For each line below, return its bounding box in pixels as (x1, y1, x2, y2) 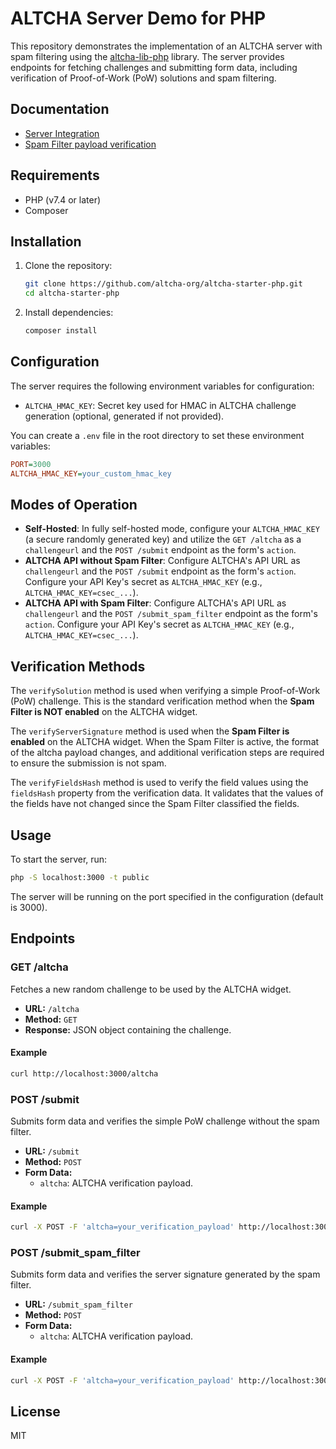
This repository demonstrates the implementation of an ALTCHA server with (10, 40, 323, 52)
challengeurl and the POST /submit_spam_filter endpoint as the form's (24, 608, 318, 620)
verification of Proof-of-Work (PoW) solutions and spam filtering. (10, 72, 277, 84)
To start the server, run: (10, 853, 108, 865)
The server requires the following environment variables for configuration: (10, 380, 315, 392)
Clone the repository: (24, 260, 113, 272)
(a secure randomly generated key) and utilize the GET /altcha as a (24, 533, 302, 546)
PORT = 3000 (10, 459, 52, 469)
